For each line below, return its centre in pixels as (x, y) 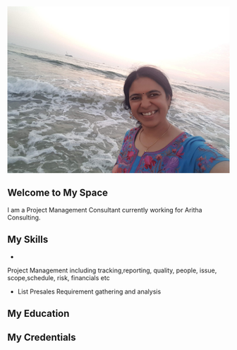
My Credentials (42, 338)
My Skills (28, 240)
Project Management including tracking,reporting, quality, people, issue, (112, 270)
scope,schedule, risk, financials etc (59, 277)
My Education (38, 314)
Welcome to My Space (57, 193)
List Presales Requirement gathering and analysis (89, 291)
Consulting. (24, 217)
